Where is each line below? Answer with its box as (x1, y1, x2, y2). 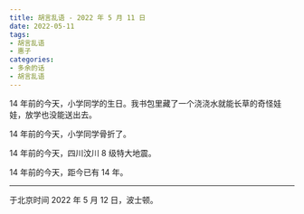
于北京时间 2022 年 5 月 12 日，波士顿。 (9, 194, 158, 205)
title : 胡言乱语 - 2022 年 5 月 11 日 (9, 13, 147, 23)
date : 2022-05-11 (9, 22, 75, 31)
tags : (9, 30, 30, 39)
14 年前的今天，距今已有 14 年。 (9, 166, 128, 177)
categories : (9, 55, 54, 64)
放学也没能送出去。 (24, 109, 97, 120)
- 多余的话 (9, 64, 45, 73)
